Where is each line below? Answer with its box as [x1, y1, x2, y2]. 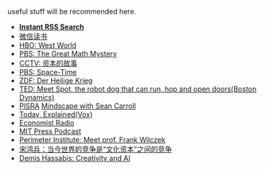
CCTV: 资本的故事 [18, 59, 78, 68]
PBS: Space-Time [18, 68, 77, 76]
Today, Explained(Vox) [18, 110, 93, 119]
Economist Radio [18, 119, 75, 127]
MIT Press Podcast [18, 126, 81, 136]
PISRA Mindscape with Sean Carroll [18, 101, 136, 111]
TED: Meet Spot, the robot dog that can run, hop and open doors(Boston [18, 84, 257, 94]
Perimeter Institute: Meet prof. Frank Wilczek [18, 135, 166, 144]
